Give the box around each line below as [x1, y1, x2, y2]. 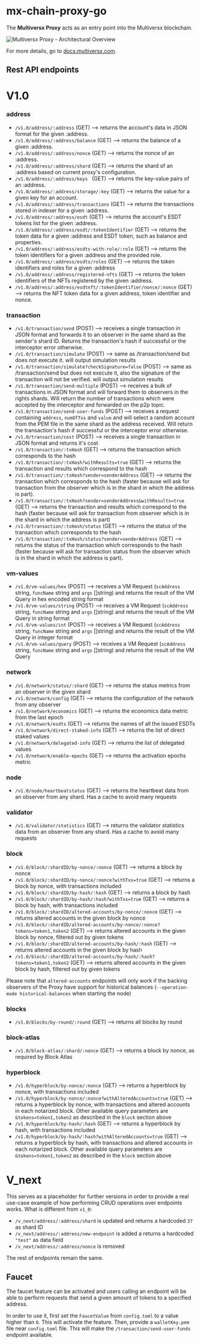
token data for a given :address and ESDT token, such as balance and [14, 232, 187, 240]
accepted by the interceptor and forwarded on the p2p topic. [14, 401, 166, 409]
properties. [14, 238, 43, 246]
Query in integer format [14, 634, 73, 641]
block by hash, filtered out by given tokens [14, 965, 121, 972]
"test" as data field [14, 1237, 64, 1244]
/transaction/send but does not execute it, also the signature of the [14, 369, 181, 376]
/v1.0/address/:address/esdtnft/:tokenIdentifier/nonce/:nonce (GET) [14, 283, 193, 291]
